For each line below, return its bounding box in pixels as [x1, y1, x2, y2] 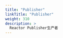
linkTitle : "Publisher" [5, 12, 54, 17]
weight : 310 [5, 16, 30, 21]
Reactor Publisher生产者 [9, 26, 58, 31]
